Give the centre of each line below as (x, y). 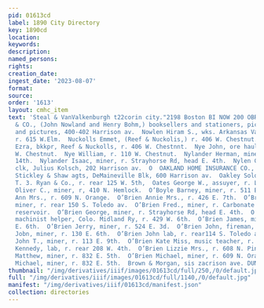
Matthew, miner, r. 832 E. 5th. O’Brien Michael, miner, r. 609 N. (130, 255)
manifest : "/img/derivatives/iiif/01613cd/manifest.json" (105, 285)
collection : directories (49, 292)
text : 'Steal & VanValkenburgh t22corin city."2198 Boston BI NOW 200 (126, 118)
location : (24, 37)
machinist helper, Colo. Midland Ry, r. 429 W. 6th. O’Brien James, (131, 219)
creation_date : (33, 74)
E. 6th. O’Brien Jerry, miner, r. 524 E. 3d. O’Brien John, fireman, (135, 227)
